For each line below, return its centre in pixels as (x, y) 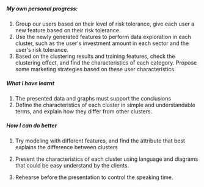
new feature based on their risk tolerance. (68, 30)
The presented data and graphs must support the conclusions (93, 98)
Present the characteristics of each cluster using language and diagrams (107, 159)
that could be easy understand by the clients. (72, 165)
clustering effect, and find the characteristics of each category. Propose (106, 62)
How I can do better (32, 125)
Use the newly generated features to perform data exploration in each (103, 37)
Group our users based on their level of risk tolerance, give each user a (105, 24)
